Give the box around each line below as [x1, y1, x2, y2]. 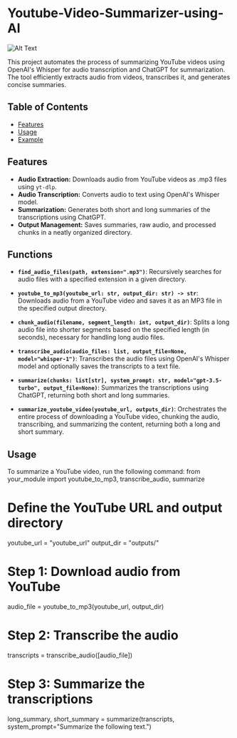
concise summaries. [7, 80, 66, 89]
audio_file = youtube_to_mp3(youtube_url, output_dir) [7, 602, 164, 611]
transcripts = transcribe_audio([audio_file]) [7, 651, 133, 659]
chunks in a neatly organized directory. [17, 228, 132, 236]
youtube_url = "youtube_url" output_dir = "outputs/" [7, 539, 159, 547]
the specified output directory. [17, 304, 107, 313]
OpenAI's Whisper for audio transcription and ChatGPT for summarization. [7, 65, 226, 74]
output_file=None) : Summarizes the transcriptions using [43, 383, 209, 392]
